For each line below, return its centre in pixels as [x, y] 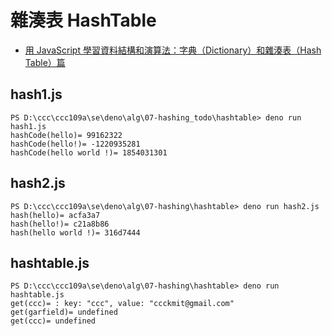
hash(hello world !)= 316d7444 [75, 232]
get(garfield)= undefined [64, 312]
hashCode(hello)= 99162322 [66, 135]
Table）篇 [45, 62]
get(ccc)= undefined [53, 321]
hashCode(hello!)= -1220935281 [75, 144]
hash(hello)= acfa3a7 [55, 215]
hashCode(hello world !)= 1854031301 [89, 152]
